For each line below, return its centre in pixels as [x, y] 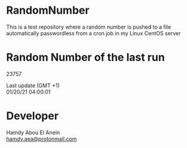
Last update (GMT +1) [33, 85]
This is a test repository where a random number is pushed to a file [89, 27]
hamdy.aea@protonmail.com [42, 138]
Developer [32, 116]
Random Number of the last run [86, 58]
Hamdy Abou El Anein [33, 132]
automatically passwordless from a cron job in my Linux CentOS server [93, 33]
